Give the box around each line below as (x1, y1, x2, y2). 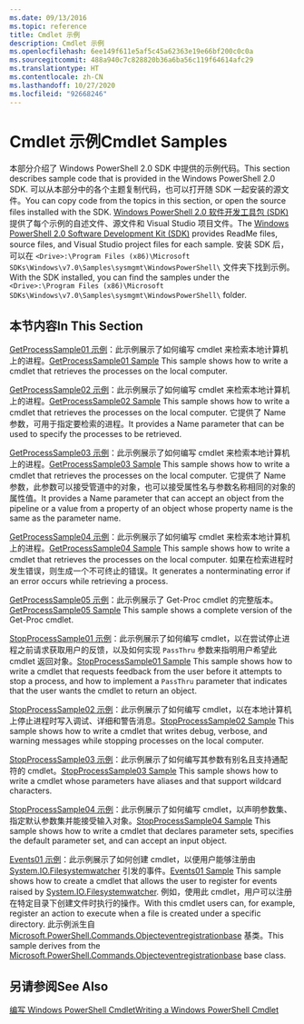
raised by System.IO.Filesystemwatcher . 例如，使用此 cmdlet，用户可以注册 (9, 887, 292, 898)
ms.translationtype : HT (9, 65, 100, 74)
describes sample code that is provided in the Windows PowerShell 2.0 (9, 174, 276, 184)
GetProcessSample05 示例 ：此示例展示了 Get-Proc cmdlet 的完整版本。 (9, 594, 279, 605)
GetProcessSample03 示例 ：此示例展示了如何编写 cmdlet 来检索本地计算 (9, 447, 282, 459)
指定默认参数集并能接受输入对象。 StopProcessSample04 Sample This (9, 815, 271, 827)
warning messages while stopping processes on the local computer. (9, 735, 265, 746)
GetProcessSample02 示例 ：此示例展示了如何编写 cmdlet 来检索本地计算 (9, 384, 282, 395)
